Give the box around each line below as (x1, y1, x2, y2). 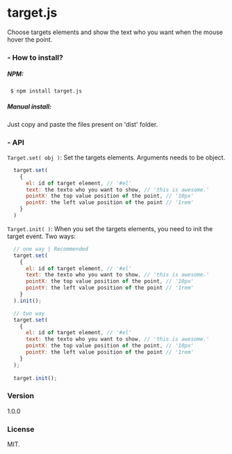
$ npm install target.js (10, 87, 82, 95)
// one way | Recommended (13, 245, 89, 252)
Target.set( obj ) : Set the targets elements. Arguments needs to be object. (7, 153, 226, 162)
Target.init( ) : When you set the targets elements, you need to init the (7, 224, 213, 233)
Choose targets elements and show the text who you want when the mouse (7, 28, 224, 36)
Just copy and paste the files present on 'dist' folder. (7, 120, 158, 128)
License (7, 424, 35, 434)
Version (7, 391, 35, 401)
